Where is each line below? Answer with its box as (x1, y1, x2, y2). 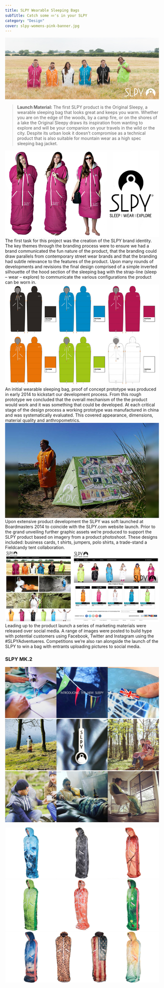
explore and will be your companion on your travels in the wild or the (17, 125, 155, 131)
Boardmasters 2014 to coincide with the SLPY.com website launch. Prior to (5, 524, 156, 529)
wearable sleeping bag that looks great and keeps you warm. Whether (17, 109, 159, 115)
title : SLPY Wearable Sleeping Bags (5, 8, 80, 13)
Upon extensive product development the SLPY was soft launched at (5, 518, 143, 524)
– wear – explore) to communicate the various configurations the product (5, 274, 152, 280)
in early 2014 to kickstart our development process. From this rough (5, 391, 142, 397)
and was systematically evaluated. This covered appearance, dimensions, (5, 412, 154, 418)
